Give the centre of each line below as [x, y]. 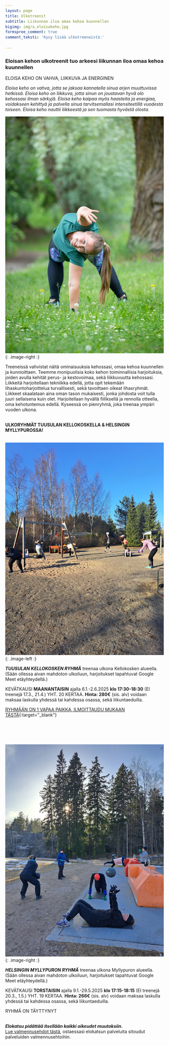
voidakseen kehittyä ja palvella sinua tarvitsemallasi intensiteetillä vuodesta [84, 104]
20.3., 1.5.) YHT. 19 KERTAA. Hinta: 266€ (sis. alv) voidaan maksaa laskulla [83, 996]
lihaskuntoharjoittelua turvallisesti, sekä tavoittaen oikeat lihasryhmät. [77, 388]
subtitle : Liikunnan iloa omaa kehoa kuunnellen [57, 21]
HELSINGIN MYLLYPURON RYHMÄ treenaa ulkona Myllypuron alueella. [79, 970]
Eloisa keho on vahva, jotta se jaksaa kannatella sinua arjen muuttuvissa [81, 88]
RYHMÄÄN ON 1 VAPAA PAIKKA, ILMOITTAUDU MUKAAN [65, 710]
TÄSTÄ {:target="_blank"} [31, 715]
